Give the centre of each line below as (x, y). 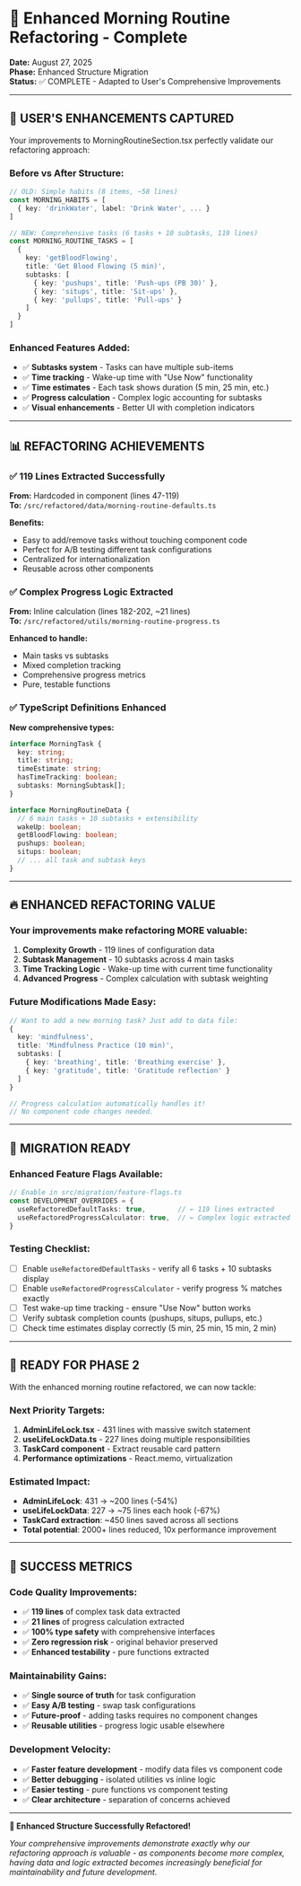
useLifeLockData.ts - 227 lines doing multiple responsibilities (136, 1440)
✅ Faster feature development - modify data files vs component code (152, 1769)
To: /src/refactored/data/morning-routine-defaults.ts (113, 506)
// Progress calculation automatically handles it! (107, 1104)
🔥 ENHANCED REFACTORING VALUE (112, 905)
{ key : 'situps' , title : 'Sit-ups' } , (105, 291)
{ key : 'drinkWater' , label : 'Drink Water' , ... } (114, 208)
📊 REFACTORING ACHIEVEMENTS (107, 446)
